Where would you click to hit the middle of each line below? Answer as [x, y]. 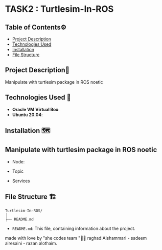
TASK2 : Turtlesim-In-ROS [59, 9]
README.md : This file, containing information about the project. [74, 228]
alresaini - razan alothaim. [31, 243]
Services [21, 181]
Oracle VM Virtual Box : [36, 109]
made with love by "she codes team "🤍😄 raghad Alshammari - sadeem [76, 238]
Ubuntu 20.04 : [27, 115]
